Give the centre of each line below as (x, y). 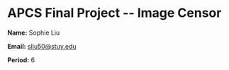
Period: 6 (21, 60)
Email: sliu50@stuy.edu (42, 46)
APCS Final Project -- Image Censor (114, 13)
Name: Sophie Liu (34, 33)
